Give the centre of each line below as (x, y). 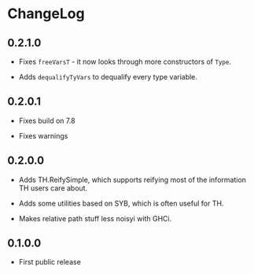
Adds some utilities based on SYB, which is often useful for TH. (121, 203)
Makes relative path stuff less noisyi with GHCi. (95, 218)
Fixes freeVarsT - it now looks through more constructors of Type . (125, 61)
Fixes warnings (43, 135)
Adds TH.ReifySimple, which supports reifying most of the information (133, 180)
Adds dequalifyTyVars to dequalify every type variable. (108, 77)
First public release (50, 262)
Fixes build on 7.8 (47, 120)
